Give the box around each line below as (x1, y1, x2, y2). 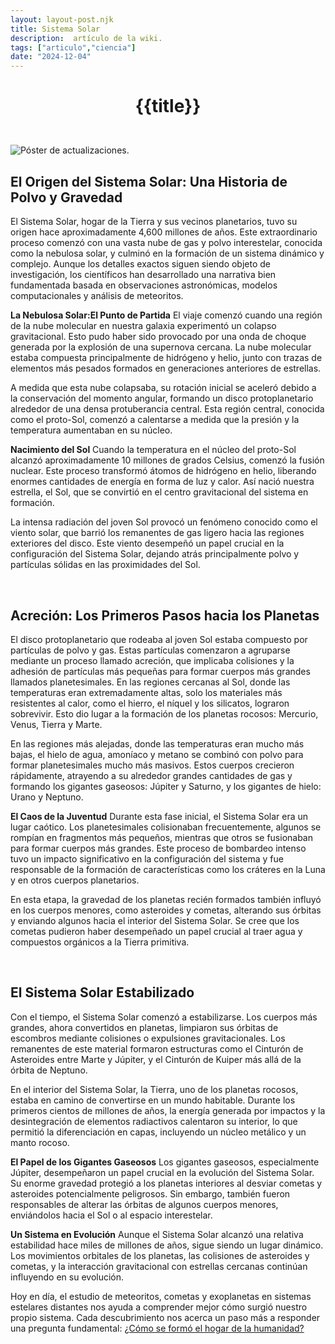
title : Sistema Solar (10, 24, 101, 34)
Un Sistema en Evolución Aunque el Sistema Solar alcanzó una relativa (10, 1228, 304, 1240)
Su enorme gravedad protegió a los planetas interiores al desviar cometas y (10, 1177, 323, 1189)
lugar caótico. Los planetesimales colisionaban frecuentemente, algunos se (10, 821, 322, 833)
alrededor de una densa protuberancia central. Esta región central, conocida (10, 403, 325, 415)
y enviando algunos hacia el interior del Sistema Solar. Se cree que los (10, 914, 300, 926)
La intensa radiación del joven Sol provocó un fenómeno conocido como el (10, 516, 318, 528)
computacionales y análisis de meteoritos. (10, 290, 184, 302)
